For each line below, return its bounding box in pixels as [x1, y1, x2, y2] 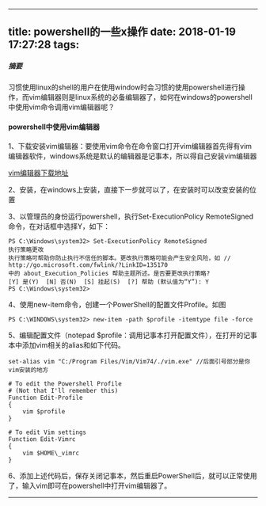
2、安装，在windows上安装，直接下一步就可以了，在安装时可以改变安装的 [8, 185, 250, 194]
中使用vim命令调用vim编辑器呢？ [8, 102, 116, 112]
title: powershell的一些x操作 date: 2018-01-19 [8, 25, 236, 39]
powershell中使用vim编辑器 [8, 122, 101, 131]
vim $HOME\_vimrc [22, 449, 80, 457]
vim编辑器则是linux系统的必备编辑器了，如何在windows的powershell [28, 93, 253, 102]
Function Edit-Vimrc [8, 435, 77, 443]
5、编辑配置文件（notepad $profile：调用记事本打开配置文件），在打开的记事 [8, 330, 257, 340]
